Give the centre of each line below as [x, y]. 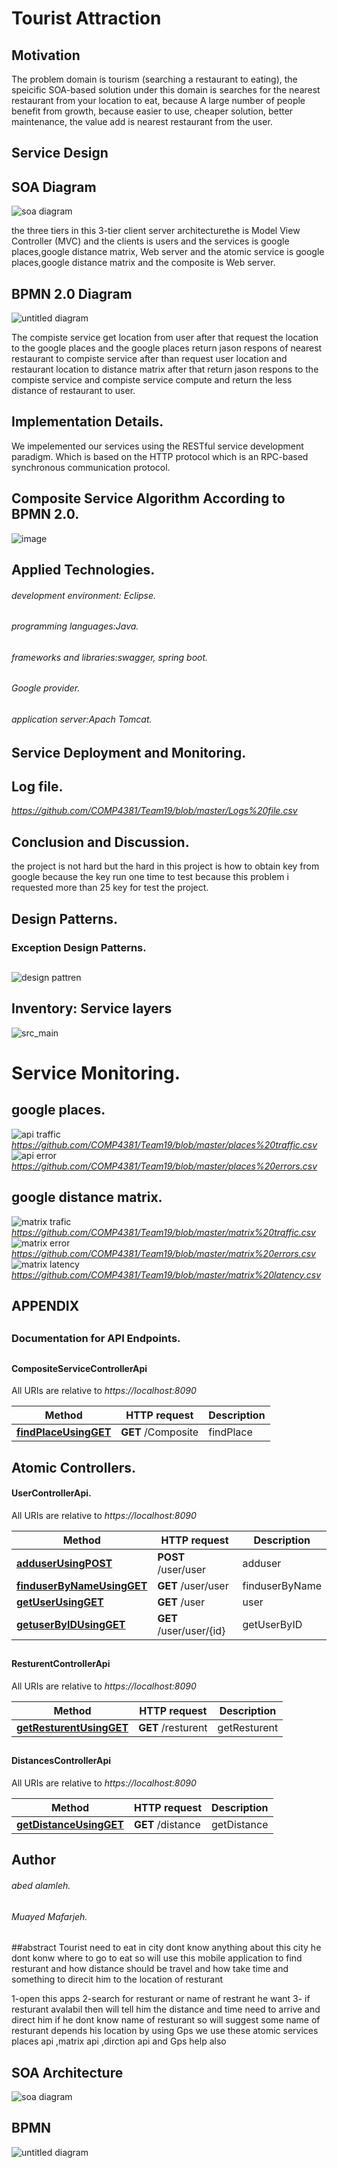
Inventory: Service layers [92, 1008]
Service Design [60, 153]
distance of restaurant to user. [73, 391]
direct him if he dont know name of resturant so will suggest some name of [166, 2020]
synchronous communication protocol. [91, 467]
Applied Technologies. [83, 570]
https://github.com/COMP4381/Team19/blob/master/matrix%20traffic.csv [163, 1232]
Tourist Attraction [86, 18]
